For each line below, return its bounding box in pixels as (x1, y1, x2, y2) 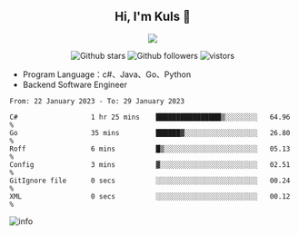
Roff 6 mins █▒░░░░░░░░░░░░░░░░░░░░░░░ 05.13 (9, 144, 291, 153)
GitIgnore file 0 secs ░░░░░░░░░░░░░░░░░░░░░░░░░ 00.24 (9, 176, 291, 185)
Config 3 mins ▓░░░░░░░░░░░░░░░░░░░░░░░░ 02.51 (9, 160, 291, 169)
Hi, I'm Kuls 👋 (115, 9, 191, 24)
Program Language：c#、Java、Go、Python (22, 69, 192, 80)
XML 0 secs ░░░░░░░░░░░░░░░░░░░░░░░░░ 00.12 (9, 191, 291, 201)
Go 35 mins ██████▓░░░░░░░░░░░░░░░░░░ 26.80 (9, 128, 291, 137)
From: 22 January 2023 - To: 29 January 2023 (9, 96, 184, 105)
